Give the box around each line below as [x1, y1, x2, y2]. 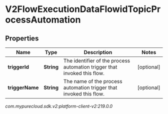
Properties [5, 34, 39, 42]
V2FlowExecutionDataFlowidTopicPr [5, 3, 161, 15]
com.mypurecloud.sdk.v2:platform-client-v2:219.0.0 [5, 103, 113, 109]
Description [83, 49, 112, 55]
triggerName [7, 84, 39, 91]
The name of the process [63, 78, 122, 84]
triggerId [7, 63, 29, 70]
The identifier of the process [63, 57, 130, 64]
